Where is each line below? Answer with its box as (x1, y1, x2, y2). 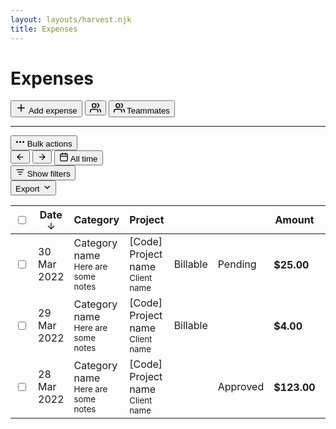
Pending (217, 257, 257, 271)
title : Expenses (10, 24, 78, 34)
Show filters (26, 169, 71, 180)
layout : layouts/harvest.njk (10, 14, 132, 25)
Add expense (28, 106, 78, 116)
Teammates (126, 106, 171, 116)
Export (15, 184, 40, 195)
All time (69, 154, 98, 165)
